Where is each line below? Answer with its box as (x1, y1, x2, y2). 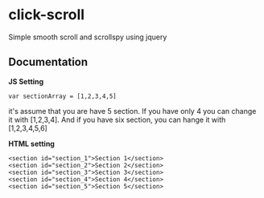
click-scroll (8, 6, 85, 24)
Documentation (8, 55, 89, 69)
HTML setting (8, 139, 55, 148)
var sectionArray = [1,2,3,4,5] (8, 92, 117, 100)
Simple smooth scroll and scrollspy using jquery (8, 32, 167, 42)
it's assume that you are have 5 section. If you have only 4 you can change (8, 106, 257, 115)
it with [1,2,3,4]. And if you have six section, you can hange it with (8, 115, 226, 124)
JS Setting (8, 76, 44, 86)
